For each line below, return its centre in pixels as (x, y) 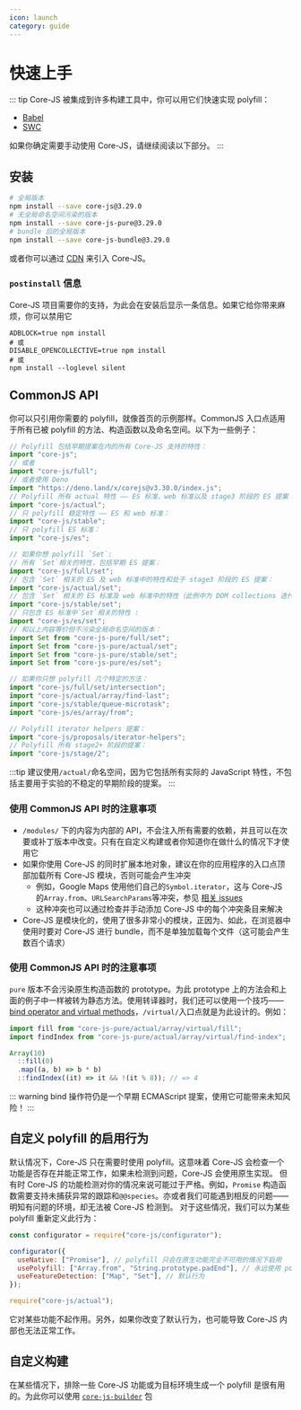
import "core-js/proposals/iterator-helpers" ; (98, 737)
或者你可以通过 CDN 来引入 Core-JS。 (80, 258)
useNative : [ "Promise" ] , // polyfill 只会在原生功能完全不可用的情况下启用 (150, 1260)
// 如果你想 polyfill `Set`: (61, 555)
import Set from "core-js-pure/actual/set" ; (94, 646)
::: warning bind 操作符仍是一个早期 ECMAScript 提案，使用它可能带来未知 (146, 1097)
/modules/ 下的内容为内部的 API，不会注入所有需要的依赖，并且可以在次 (155, 830)
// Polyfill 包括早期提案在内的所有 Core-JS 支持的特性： (108, 446)
